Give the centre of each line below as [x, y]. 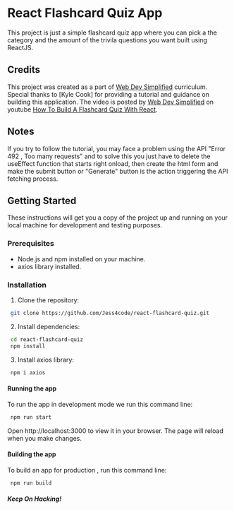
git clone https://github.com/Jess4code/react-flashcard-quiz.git [110, 313]
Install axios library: [45, 360]
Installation [27, 285]
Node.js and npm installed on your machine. [81, 259]
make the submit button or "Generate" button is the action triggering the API [118, 171]
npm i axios [28, 372]
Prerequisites [31, 244]
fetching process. [33, 179]
